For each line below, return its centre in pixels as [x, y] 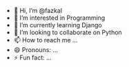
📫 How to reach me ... [46, 40]
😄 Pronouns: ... [36, 50]
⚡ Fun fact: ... [32, 57]
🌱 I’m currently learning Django [58, 25]
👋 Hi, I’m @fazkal [38, 11]
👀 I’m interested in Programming [59, 18]
